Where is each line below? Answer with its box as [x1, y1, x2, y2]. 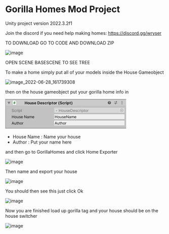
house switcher [5, 213, 37, 219]
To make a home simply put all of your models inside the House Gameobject [5, 69, 164, 75]
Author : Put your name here [12, 139, 72, 145]
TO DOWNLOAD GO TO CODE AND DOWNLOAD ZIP [5, 39, 114, 46]
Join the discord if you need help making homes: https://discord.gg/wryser [5, 30, 162, 36]
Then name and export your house [5, 168, 77, 174]
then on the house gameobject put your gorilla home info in [5, 88, 129, 95]
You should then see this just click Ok [5, 188, 83, 194]
